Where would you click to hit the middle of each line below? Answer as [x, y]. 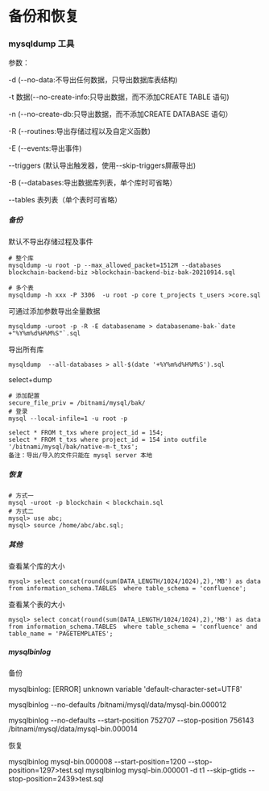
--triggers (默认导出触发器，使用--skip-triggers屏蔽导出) [102, 165]
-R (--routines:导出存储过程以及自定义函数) [80, 131]
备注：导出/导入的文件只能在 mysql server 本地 [81, 456]
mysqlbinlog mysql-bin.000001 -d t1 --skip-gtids [166, 770]
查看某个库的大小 [37, 566]
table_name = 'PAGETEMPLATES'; [61, 634]
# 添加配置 [24, 396]
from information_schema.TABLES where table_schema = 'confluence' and [133, 627]
